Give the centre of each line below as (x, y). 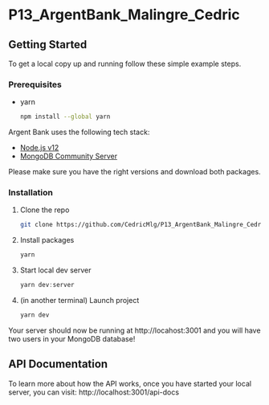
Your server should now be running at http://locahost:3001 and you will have (134, 330)
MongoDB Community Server (69, 156)
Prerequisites (35, 84)
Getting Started (48, 45)
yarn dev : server (47, 285)
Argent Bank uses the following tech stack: (79, 132)
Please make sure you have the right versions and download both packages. (134, 172)
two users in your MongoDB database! (72, 338)
